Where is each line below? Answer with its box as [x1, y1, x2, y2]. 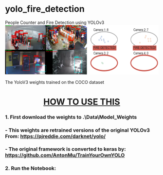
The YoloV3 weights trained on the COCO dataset [5, 79, 105, 85]
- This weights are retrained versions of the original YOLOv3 [5, 127, 150, 134]
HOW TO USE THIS [43, 96, 120, 107]
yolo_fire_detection [5, 3, 85, 15]
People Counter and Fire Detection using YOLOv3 [5, 19, 105, 25]
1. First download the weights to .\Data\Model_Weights [5, 114, 137, 120]
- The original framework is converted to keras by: [5, 146, 127, 153]
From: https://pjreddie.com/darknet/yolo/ [5, 133, 106, 139]
